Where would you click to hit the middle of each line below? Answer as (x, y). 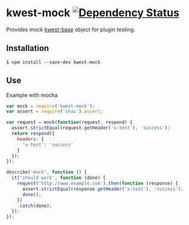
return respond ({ (33, 134)
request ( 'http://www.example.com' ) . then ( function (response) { (98, 184)
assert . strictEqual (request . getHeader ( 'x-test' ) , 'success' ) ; (91, 128)
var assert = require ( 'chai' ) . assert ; (55, 112)
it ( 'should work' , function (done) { (59, 178)
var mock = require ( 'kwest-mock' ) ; (51, 106)
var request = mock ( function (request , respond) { (70, 122)
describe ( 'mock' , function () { (46, 172)
